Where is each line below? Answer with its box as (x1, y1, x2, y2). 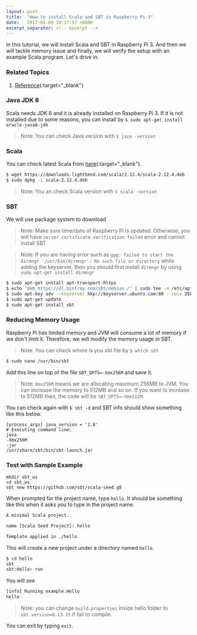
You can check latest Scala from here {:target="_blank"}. (6, 160, 142, 167)
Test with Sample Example (6, 461, 83, 469)
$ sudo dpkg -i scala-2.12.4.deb (6, 177, 88, 183)
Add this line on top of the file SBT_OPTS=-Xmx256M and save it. (6, 368, 152, 376)
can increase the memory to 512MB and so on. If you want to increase (20, 386, 190, 394)
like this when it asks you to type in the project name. (6, 501, 135, 508)
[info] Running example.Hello (6, 589, 80, 594)
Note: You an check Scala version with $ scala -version (20, 187, 157, 194)
